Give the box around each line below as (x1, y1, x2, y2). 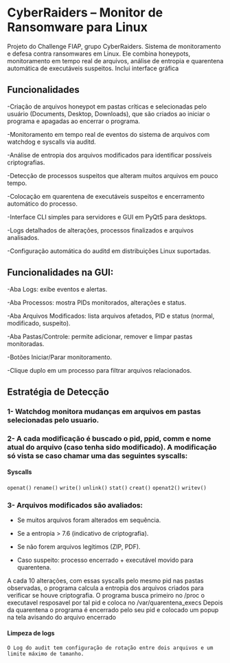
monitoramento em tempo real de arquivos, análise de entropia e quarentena (7, 56, 224, 65)
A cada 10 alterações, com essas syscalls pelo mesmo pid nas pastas (7, 576, 204, 585)
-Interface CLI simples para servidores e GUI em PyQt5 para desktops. (7, 213, 207, 221)
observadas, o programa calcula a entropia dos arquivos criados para (7, 584, 204, 592)
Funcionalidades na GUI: (7, 267, 114, 279)
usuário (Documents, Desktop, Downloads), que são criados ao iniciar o (7, 109, 211, 118)
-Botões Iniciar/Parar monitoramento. (7, 353, 112, 361)
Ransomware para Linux (7, 19, 148, 35)
